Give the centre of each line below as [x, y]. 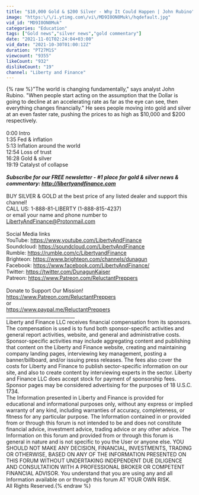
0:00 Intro [18, 133]
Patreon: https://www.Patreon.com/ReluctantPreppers [72, 278]
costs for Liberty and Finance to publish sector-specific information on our [97, 366]
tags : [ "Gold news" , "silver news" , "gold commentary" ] [74, 34]
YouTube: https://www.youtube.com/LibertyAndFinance [74, 240]
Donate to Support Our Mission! [45, 290]
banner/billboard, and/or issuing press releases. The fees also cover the [94, 360]
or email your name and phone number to [57, 215]
